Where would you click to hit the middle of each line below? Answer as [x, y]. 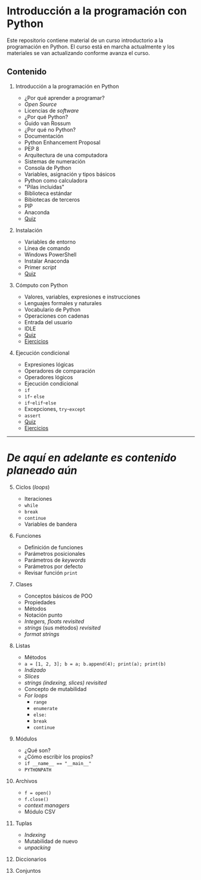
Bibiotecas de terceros [52, 199]
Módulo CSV [40, 811]
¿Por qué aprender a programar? [64, 98]
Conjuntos [28, 870]
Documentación [44, 136]
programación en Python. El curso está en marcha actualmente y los [91, 47]
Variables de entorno [50, 242]
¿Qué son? [38, 750]
